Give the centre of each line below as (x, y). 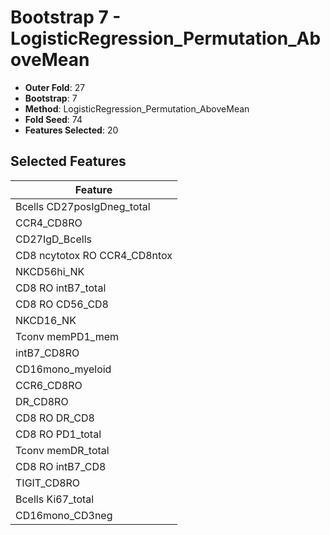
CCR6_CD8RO (49, 385)
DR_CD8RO (42, 401)
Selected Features (68, 161)
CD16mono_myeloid (63, 369)
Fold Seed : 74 (53, 119)
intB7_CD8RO (47, 353)
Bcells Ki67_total (55, 499)
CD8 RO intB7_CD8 (61, 466)
